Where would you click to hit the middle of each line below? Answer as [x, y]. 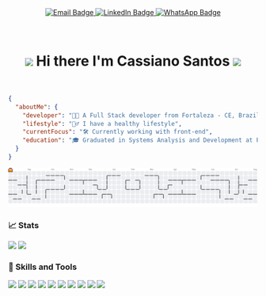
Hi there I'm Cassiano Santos [133, 61]
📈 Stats [24, 226]
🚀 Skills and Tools [43, 267]
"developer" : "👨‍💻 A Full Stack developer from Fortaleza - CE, [129, 115]
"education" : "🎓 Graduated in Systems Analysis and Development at [138, 140]
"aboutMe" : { [37, 107]
